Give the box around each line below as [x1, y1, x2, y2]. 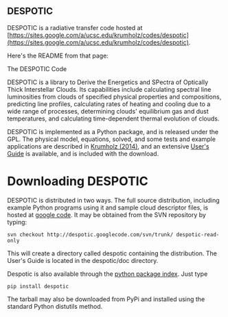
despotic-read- [176, 231, 220, 238]
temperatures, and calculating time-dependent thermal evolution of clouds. [7, 114, 220, 123]
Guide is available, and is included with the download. [7, 149, 159, 157]
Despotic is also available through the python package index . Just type [7, 270, 208, 278]
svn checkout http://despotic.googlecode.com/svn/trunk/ [7, 231, 174, 238]
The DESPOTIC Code [7, 64, 67, 73]
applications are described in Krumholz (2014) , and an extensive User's [7, 142, 209, 150]
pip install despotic [7, 283, 69, 290]
